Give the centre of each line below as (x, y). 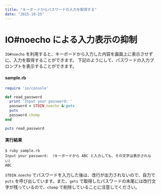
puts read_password (25, 128)
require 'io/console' (27, 88)
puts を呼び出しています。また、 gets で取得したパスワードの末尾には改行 (78, 181)
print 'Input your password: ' (41, 101)
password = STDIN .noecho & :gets (42, 106)
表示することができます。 (51, 66)
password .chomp (25, 115)
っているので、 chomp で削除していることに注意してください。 (79, 187)
